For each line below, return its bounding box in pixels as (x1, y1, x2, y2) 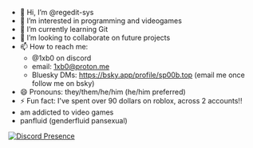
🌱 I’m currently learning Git (19, 25, 109, 33)
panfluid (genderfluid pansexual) (19, 116, 128, 125)
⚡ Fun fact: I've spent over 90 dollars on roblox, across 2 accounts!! (19, 96, 243, 105)
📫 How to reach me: (19, 42, 89, 51)
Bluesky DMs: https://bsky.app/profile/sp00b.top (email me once (31, 70, 245, 80)
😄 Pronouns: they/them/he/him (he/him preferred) (19, 88, 186, 96)
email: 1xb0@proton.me (31, 62, 110, 71)
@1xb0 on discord (31, 53, 92, 63)
